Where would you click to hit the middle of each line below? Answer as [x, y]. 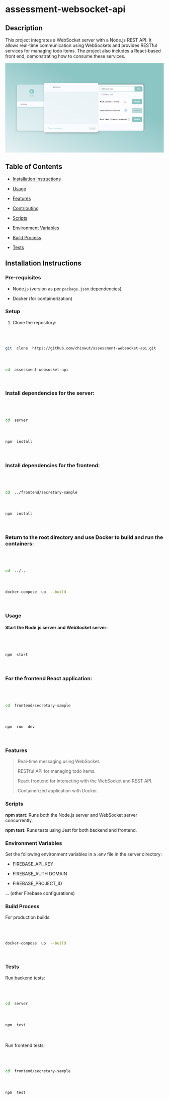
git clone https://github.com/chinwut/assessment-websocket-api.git [81, 348]
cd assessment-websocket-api [37, 370]
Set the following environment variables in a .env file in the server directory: [84, 854]
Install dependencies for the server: [50, 393]
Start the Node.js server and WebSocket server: [57, 628]
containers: [20, 543]
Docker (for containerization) [43, 298]
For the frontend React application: [49, 678]
